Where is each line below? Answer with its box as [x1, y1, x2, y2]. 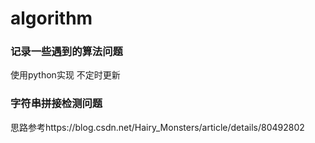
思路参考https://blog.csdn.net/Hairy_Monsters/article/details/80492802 [10, 121, 305, 133]
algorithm [10, 7, 93, 30]
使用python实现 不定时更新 [10, 69, 121, 81]
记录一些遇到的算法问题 [10, 45, 123, 59]
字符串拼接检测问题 [10, 97, 103, 111]
